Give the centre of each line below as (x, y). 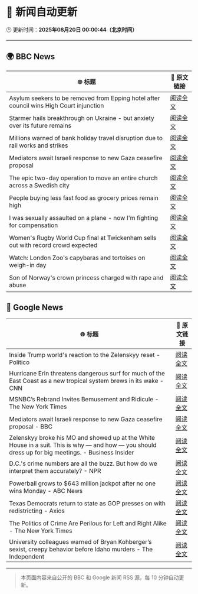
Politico (19, 362)
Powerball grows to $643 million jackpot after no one (82, 483)
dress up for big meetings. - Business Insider (72, 452)
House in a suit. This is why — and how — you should (83, 445)
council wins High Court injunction (57, 105)
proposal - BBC (31, 426)
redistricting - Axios (37, 511)
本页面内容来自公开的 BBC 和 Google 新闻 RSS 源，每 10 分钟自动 (100, 577)
